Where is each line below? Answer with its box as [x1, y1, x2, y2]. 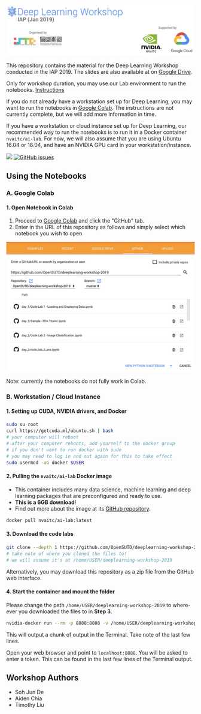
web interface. [6, 574, 42, 581]
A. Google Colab [6, 189, 55, 197]
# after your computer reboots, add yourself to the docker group [6, 440, 175, 447]
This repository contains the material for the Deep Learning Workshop [6, 62, 179, 69]
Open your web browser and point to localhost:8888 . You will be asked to [6, 649, 188, 656]
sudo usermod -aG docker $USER [6, 460, 84, 466]
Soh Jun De [14, 689, 44, 696]
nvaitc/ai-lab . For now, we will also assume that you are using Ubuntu [6, 134, 181, 142]
